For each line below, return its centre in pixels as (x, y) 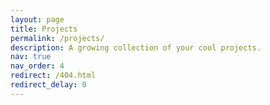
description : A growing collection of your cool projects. (136, 47)
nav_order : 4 (37, 66)
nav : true (31, 57)
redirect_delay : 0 (48, 85)
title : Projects (44, 29)
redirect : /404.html (53, 76)
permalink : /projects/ (57, 38)
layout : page (37, 19)
